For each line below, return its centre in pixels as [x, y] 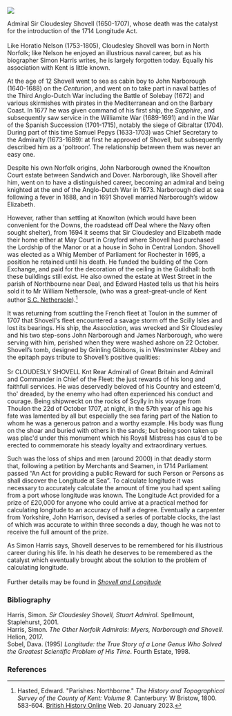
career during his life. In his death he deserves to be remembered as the [110, 552]
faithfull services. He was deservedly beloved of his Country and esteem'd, [114, 386]
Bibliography [29, 599]
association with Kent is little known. [59, 68]
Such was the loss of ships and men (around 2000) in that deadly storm [109, 458]
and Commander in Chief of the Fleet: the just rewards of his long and [106, 379]
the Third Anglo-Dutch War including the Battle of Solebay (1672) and [106, 96]
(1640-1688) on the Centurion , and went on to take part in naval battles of [112, 88]
